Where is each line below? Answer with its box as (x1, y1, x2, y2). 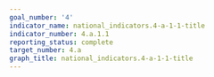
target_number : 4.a (9, 46, 82, 55)
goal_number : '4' (9, 12, 74, 22)
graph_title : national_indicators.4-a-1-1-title (9, 54, 193, 63)
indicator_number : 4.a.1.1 (9, 29, 110, 38)
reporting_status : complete (9, 37, 114, 47)
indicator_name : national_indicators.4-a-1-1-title (9, 21, 205, 30)
